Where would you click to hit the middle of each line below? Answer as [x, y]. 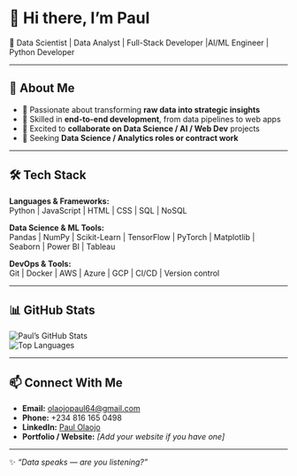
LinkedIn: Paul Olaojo [61, 427]
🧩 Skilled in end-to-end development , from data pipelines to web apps [151, 119]
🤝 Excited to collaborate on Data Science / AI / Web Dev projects [141, 129]
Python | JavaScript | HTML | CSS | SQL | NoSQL [98, 210]
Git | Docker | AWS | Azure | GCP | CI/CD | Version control [114, 273]
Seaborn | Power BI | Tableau [62, 246]
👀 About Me [42, 88]
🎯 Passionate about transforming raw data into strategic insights [141, 109]
